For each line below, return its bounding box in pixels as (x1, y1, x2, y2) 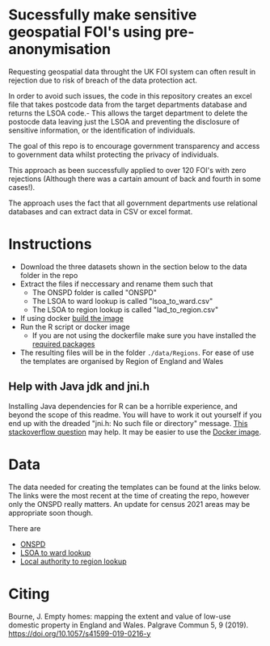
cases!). (8, 182, 36, 192)
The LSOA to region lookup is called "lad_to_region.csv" (32, 305, 219, 315)
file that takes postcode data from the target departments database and (8, 99, 247, 109)
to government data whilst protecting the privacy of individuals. (8, 150, 220, 159)
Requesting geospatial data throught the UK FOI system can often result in (8, 66, 256, 76)
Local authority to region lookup (19, 556, 127, 566)
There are (8, 523, 41, 533)
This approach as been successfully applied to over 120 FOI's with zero (8, 165, 247, 175)
